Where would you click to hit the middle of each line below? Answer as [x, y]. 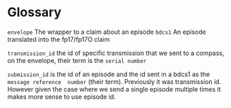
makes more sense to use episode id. [62, 97]
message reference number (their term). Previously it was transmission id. [114, 81]
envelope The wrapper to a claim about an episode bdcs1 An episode [107, 32]
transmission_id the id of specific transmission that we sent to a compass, [116, 53]
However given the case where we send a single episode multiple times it [114, 89]
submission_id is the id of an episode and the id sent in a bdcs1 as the [109, 74]
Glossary [35, 12]
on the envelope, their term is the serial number [77, 60]
